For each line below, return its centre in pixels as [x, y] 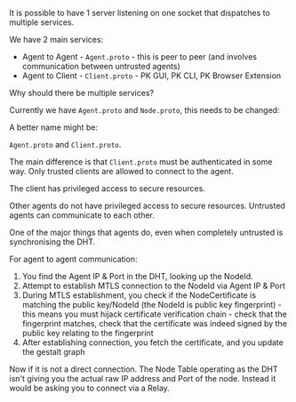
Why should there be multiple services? [81, 93]
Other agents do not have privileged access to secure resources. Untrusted [148, 205]
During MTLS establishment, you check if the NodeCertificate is [139, 295]
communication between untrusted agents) [101, 66]
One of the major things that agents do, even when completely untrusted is [146, 232]
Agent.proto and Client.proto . [65, 145]
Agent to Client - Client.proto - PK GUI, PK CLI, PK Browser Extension [152, 76]
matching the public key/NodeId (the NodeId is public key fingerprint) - [152, 305]
